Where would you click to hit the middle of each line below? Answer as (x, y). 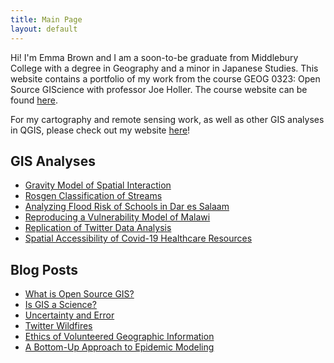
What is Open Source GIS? (79, 294)
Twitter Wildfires (58, 326)
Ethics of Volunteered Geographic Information (119, 337)
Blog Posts (44, 269)
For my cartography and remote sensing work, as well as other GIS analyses (167, 119)
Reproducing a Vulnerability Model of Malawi (117, 217)
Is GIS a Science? (60, 305)
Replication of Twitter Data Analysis (98, 228)
